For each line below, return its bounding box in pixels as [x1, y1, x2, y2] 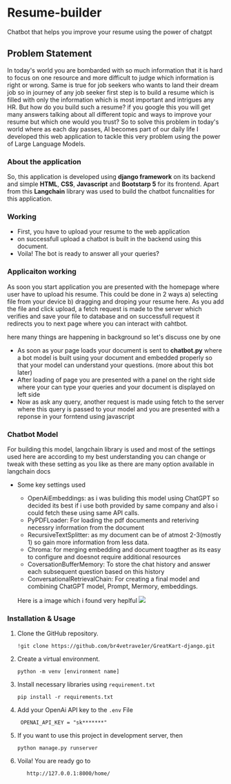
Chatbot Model [7, 429, 59, 439]
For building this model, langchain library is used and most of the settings [7, 445, 216, 454]
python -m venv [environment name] [17, 669, 120, 675]
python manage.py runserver [17, 745, 98, 752]
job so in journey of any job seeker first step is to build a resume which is [7, 88, 215, 96]
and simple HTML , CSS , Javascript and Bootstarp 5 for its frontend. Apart [7, 180, 219, 188]
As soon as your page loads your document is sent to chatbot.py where [17, 346, 223, 354]
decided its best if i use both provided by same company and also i [27, 501, 219, 510]
